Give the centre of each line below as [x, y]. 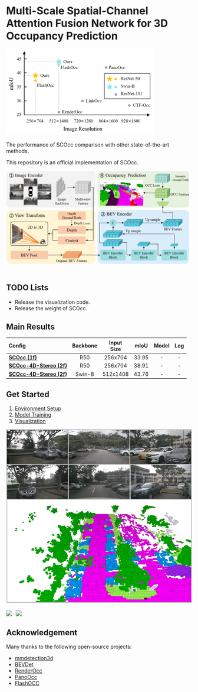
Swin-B [85, 374]
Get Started [28, 394]
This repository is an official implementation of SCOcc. [72, 163]
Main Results [30, 327]
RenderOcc [28, 671]
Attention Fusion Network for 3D [87, 23]
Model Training [33, 415]
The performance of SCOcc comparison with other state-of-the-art [88, 145]
